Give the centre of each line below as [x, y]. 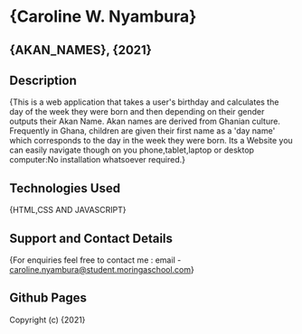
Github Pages [48, 298]
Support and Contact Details [91, 238]
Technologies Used [65, 188]
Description [43, 80]
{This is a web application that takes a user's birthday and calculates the [144, 102]
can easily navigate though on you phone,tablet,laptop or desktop [132, 150]
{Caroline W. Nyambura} [103, 17]
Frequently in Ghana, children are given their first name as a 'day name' [142, 131]
